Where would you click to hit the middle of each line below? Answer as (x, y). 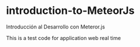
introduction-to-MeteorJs (70, 11)
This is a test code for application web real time (64, 38)
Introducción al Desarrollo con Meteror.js (56, 27)
